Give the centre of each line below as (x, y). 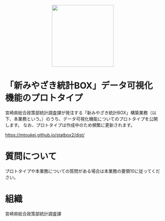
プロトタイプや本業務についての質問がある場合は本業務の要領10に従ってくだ (82, 171)
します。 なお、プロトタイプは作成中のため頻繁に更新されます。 (70, 125)
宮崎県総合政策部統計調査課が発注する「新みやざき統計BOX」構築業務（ (79, 112)
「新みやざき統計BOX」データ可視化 (79, 86)
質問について (31, 156)
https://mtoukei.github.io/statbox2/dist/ (45, 135)
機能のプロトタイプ (44, 98)
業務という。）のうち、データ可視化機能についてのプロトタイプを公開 (88, 119)
